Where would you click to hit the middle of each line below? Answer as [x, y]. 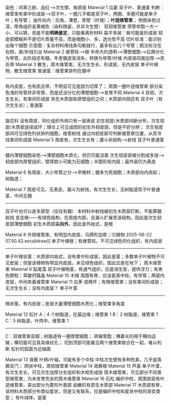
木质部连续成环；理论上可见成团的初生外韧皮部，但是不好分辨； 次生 [83, 127]
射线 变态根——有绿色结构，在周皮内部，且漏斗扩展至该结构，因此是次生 [81, 217]
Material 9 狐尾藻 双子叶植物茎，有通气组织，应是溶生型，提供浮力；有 [84, 269]
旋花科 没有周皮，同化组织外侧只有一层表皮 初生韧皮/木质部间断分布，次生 [83, 121]
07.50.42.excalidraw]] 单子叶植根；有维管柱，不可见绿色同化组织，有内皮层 [84, 241]
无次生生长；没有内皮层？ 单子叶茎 [41, 288]
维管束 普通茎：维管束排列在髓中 [57, 71]
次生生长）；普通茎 [24, 105]
